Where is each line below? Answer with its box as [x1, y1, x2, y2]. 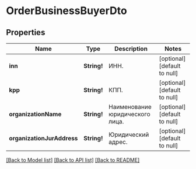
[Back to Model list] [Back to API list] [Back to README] [6, 157, 140, 163]
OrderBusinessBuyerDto [6, 4, 127, 18]
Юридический [108, 130, 149, 139]
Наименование [108, 103, 152, 111]
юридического [108, 110, 150, 118]
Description [114, 45, 148, 53]
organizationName [9, 110, 62, 118]
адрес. [108, 138, 128, 146]
